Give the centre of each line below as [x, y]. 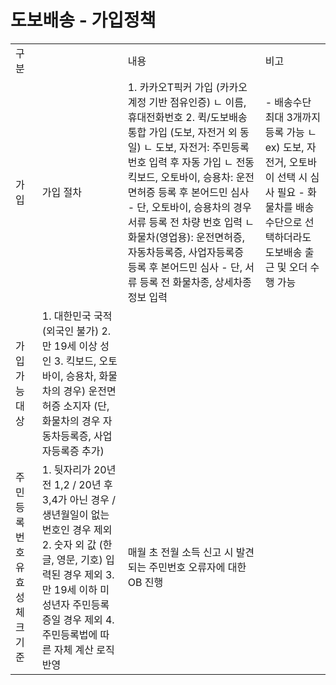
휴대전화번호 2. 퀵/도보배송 [187, 117]
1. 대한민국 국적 [77, 316]
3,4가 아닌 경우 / [79, 499]
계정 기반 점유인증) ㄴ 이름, [187, 102]
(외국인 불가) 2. [76, 331]
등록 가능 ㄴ [290, 132]
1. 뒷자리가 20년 [79, 469]
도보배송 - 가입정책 [83, 20]
